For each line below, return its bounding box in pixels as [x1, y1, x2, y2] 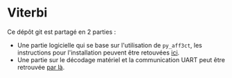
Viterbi [7, 5, 48, 21]
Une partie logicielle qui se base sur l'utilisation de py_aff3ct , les [17, 41, 202, 49]
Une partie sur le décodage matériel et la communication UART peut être [17, 55, 225, 64]
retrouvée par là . [17, 63, 65, 71]
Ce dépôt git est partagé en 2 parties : [7, 28, 116, 36]
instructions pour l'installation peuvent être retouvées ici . [17, 48, 180, 57]
